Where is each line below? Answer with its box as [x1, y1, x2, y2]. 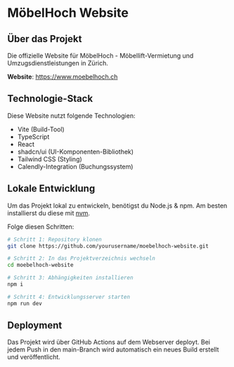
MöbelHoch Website [7, 5, 129, 21]
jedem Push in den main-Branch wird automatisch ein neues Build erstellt [7, 345, 219, 354]
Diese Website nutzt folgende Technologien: [7, 111, 136, 120]
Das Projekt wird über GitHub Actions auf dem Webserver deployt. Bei [7, 338, 211, 347]
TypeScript [17, 132, 50, 141]
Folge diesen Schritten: [7, 222, 74, 231]
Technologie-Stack [7, 93, 93, 105]
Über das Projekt [7, 33, 82, 45]
